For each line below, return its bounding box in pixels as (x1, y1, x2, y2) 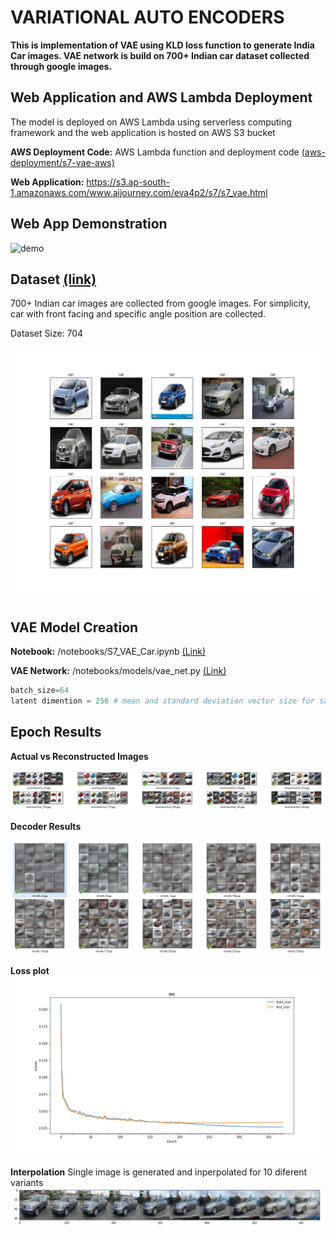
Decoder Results (10, 820, 82, 832)
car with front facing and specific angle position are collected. (10, 308, 266, 320)
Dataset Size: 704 (10, 327, 84, 340)
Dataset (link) (10, 271, 97, 288)
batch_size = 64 (10, 686, 70, 696)
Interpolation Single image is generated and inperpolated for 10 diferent (10, 1166, 307, 1178)
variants (10, 1177, 44, 1189)
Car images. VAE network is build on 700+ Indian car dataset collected (10, 49, 310, 61)
